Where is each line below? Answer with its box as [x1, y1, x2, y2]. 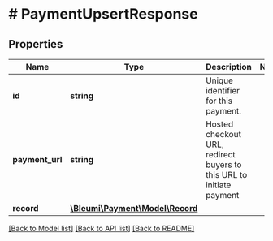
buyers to [206, 159, 242, 170]
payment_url [12, 154, 63, 165]
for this [206, 95, 233, 106]
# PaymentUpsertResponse [8, 5, 198, 24]
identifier [206, 85, 240, 96]
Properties [8, 37, 63, 51]
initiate [206, 179, 232, 191]
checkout [206, 129, 242, 140]
